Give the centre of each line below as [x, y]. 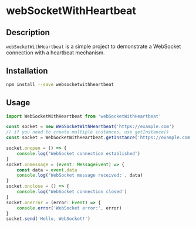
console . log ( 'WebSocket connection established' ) [79, 153]
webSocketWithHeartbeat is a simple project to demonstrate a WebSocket [94, 46]
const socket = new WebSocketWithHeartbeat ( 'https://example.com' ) [90, 127]
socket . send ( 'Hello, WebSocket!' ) [48, 219]
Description [28, 32]
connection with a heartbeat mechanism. [55, 53]
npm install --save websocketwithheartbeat [60, 84]
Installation [27, 71]
